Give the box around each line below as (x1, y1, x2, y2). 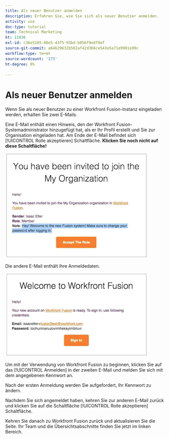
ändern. (5, 388, 22, 394)
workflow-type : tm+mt (5, 51, 51, 56)
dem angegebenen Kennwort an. (5, 373, 74, 379)
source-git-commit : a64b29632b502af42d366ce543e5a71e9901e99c (5, 46, 139, 51)
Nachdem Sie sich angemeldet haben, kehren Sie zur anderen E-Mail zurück (5, 397, 164, 404)
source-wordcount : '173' (5, 56, 58, 61)
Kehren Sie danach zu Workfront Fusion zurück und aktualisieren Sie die (5, 418, 155, 424)
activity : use (5, 19, 35, 24)
